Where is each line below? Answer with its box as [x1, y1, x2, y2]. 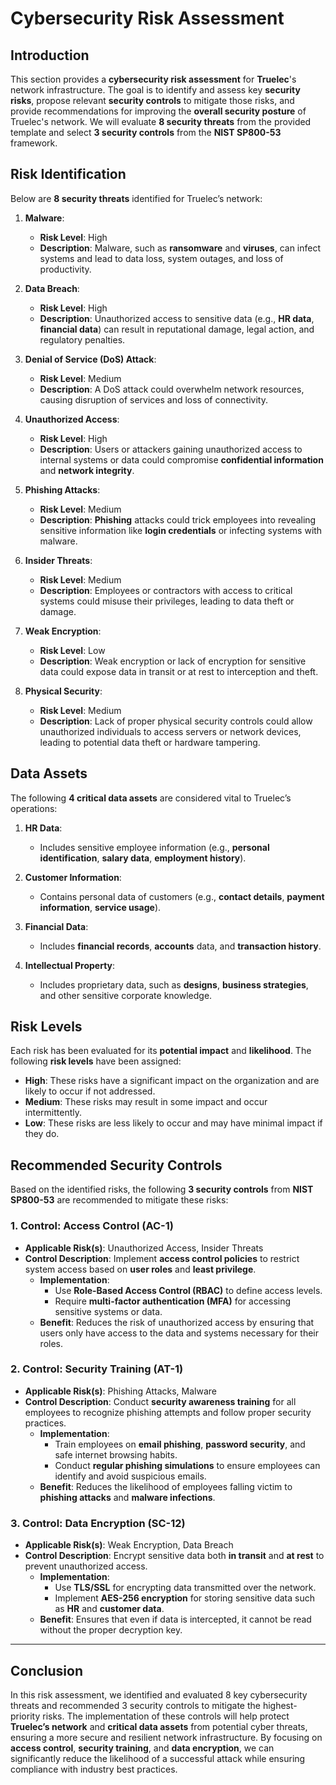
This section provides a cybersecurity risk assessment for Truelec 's [10, 73, 297, 85]
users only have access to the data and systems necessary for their [39, 1327, 320, 1339]
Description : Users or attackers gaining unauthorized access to [39, 443, 303, 455]
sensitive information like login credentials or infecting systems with [39, 524, 323, 536]
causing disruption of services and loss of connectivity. [39, 393, 268, 406]
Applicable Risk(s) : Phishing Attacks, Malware [24, 1385, 217, 1397]
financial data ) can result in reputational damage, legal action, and [39, 323, 315, 335]
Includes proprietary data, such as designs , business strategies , [39, 978, 309, 991]
